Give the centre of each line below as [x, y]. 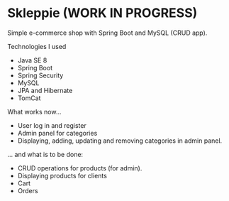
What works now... [34, 112]
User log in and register [52, 125]
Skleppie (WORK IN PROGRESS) [102, 13]
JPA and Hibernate [45, 90]
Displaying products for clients [62, 175]
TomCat [29, 98]
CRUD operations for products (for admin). [80, 168]
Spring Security [40, 75]
